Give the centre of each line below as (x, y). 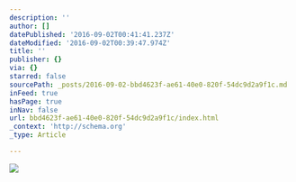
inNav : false (34, 110)
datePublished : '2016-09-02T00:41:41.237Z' (92, 34)
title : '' (28, 51)
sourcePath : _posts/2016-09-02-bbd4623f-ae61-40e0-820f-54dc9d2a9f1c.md (148, 85)
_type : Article (38, 135)
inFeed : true (34, 93)
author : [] (30, 26)
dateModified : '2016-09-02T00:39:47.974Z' (90, 43)
